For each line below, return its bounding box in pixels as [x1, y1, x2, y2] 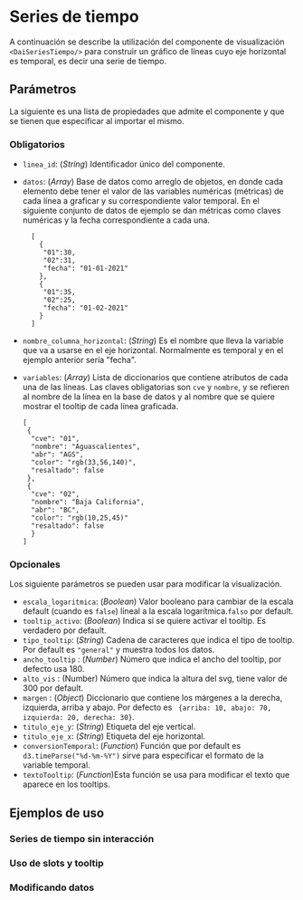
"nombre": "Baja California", [31, 498, 145, 507]
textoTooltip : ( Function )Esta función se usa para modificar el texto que [22, 770, 290, 780]
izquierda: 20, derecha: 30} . [22, 712, 136, 723]
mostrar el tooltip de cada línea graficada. [22, 401, 179, 412]
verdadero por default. [22, 625, 107, 636]
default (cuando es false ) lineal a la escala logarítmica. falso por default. [22, 606, 294, 617]
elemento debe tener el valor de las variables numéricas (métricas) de [22, 186, 284, 196]
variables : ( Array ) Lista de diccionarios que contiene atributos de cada [22, 372, 289, 383]
